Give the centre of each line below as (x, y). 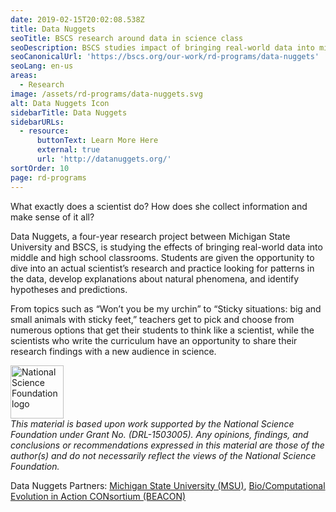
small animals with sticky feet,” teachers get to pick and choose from (152, 319)
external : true (68, 150)
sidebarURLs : (37, 122)
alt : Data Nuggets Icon (60, 103)
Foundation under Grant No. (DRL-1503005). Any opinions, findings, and (159, 434)
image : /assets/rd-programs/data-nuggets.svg (106, 94)
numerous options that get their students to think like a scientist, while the (162, 330)
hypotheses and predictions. (69, 289)
